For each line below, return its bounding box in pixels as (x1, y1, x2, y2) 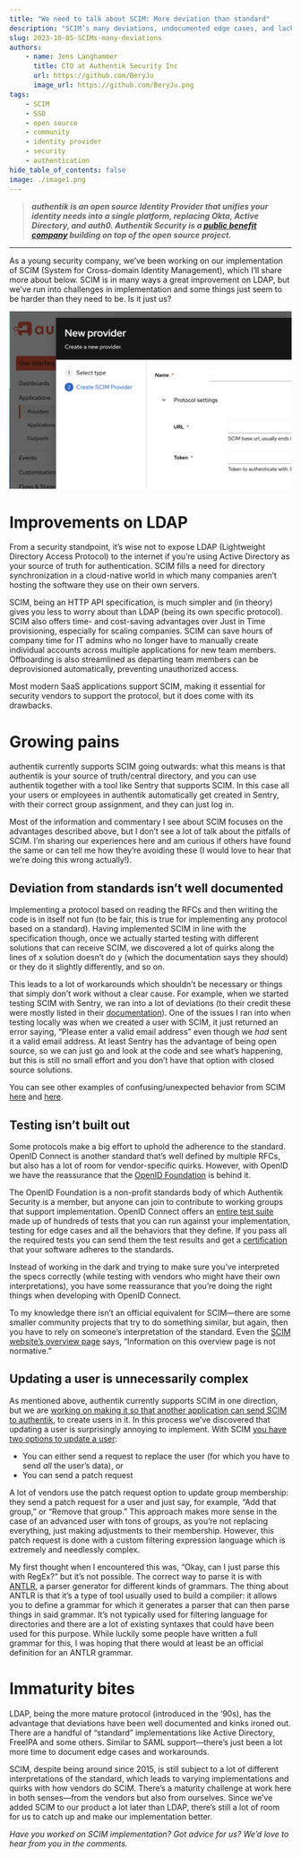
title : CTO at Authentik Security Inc (32, 62, 178, 71)
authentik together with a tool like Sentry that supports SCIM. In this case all (9, 780, 289, 791)
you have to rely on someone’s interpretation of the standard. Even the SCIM (9, 1326, 291, 1337)
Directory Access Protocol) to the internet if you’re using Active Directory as (9, 551, 290, 562)
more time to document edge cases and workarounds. (9, 1746, 210, 1757)
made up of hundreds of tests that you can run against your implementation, (9, 1215, 291, 1226)
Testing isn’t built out (9, 1117, 130, 1132)
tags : (9, 90, 30, 99)
